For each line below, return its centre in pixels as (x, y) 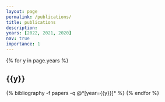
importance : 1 (23, 44)
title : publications (31, 22)
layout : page (22, 11)
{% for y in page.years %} (37, 60)
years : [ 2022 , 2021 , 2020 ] (39, 33)
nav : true (18, 38)
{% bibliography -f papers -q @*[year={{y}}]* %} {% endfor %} (83, 93)
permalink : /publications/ (39, 17)
